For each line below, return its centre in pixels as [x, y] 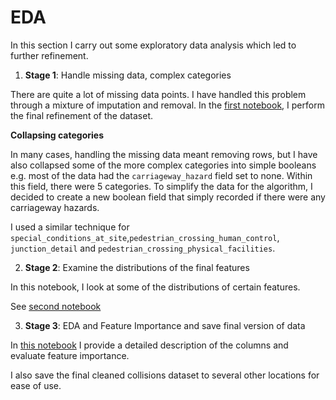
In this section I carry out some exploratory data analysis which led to [153, 45]
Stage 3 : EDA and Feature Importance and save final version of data [165, 325]
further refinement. [49, 55]
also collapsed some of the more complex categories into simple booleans [163, 165]
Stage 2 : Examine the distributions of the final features [137, 267]
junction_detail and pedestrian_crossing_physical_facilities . [143, 248]
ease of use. [36, 385]
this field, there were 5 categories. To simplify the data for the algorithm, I [161, 186]
